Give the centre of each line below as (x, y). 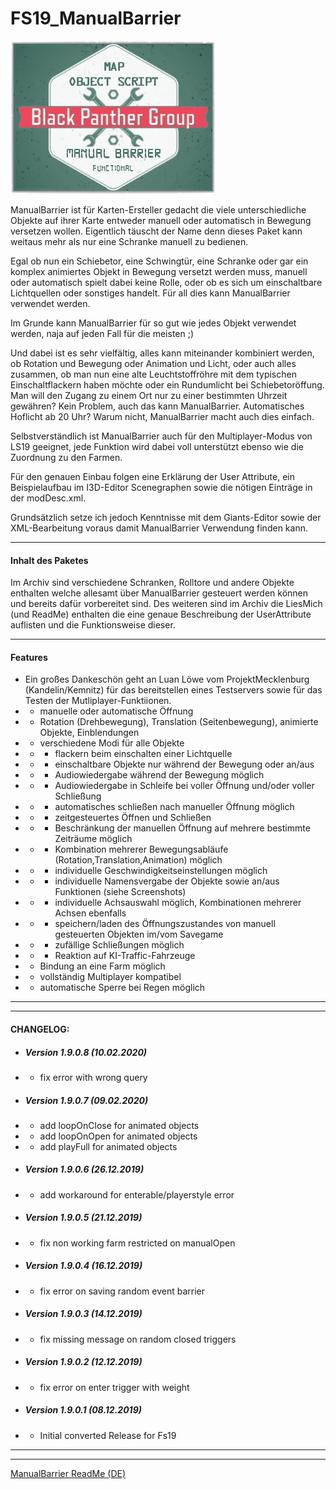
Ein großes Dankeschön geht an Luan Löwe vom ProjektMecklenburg (167, 679)
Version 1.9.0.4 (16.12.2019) (83, 1266)
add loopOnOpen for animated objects (118, 1136)
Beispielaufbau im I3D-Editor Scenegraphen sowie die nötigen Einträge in (161, 487)
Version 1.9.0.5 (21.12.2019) (83, 1218)
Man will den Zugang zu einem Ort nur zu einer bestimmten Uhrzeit (149, 395)
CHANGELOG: (40, 1029)
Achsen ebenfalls (90, 913)
